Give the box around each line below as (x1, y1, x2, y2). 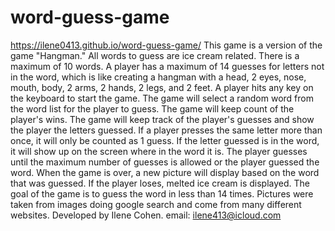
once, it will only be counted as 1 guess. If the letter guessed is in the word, (10, 134, 320, 146)
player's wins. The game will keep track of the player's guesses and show (10, 113, 315, 125)
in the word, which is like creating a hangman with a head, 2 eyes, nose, (10, 71, 307, 83)
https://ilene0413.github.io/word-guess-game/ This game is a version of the (10, 39, 323, 51)
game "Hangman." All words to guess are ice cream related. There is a (10, 49, 300, 61)
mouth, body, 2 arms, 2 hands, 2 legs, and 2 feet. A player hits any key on (10, 81, 314, 93)
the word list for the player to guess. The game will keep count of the (10, 102, 295, 115)
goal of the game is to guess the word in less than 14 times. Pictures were (10, 187, 314, 200)
